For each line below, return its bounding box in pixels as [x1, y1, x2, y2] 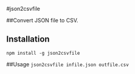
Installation [6, 34, 50, 45]
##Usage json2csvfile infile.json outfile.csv [6, 60, 129, 68]
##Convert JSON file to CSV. [6, 17, 78, 23]
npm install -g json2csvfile [6, 50, 80, 56]
